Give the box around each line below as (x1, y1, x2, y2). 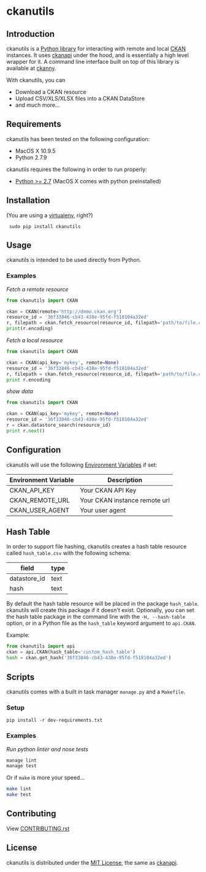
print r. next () (6, 427, 45, 434)
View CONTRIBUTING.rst (6, 825, 70, 832)
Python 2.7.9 (15, 153, 47, 161)
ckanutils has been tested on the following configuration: (6, 135, 150, 142)
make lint (6, 786, 32, 792)
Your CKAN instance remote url (79, 495, 170, 504)
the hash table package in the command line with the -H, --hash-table (6, 613, 186, 621)
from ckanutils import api (6, 643, 75, 649)
